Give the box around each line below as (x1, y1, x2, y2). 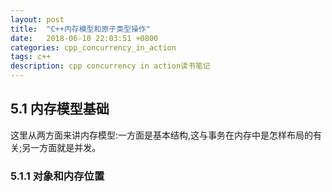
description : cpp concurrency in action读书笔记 (10, 61, 211, 71)
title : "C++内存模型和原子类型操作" (10, 24, 151, 34)
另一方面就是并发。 (21, 141, 102, 153)
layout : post (10, 14, 65, 25)
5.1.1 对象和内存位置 (10, 169, 105, 183)
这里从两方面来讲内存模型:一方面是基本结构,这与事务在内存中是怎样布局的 (10, 129, 314, 141)
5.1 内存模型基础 (10, 101, 110, 118)
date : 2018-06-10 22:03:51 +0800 (10, 33, 159, 43)
